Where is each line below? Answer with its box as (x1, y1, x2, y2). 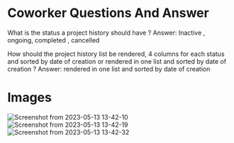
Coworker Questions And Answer (7, 5, 209, 21)
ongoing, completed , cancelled (7, 35, 100, 44)
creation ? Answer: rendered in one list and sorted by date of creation (7, 64, 211, 73)
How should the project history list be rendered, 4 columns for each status (7, 50, 225, 58)
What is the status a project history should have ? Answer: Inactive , (7, 28, 206, 37)
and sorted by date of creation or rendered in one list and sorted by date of (7, 57, 227, 65)
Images (7, 90, 52, 105)
